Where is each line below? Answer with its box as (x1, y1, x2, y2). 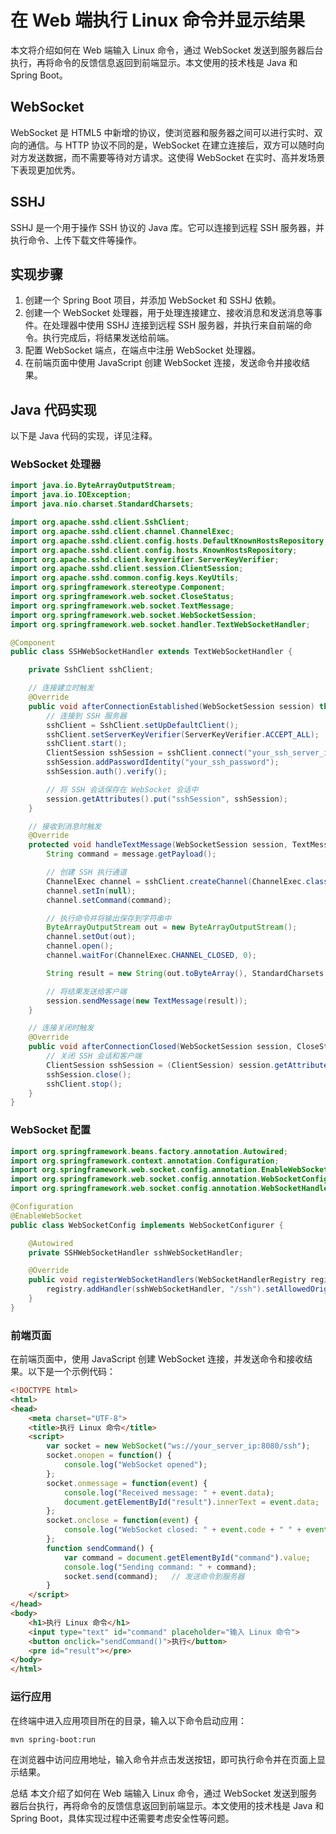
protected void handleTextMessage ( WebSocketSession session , (28, 840, 288, 850)
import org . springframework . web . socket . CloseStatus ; (10, 592, 235, 602)
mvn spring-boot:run (10, 1734, 97, 1745)
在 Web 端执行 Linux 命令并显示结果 (10, 9, 306, 32)
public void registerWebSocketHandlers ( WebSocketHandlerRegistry (28, 1275, 307, 1285)
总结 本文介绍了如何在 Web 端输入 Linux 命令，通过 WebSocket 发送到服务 (10, 1787, 318, 1800)
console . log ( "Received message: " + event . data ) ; (63, 1487, 275, 1498)
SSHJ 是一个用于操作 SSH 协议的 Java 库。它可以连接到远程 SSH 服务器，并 (10, 221, 325, 233)
